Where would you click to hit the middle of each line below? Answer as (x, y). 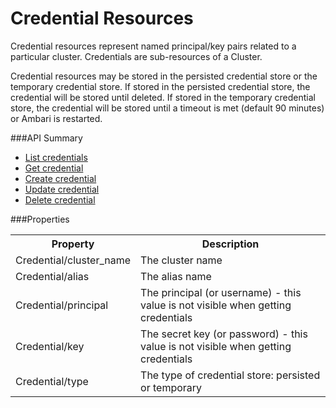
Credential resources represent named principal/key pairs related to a (153, 46)
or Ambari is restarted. (56, 118)
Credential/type (52, 381)
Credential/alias (52, 276)
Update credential (62, 189)
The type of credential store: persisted (230, 375)
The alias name (176, 276)
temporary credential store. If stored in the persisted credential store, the (160, 86)
